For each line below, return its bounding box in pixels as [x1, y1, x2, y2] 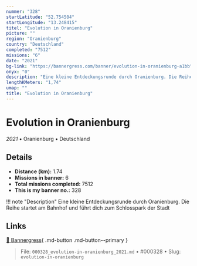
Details [6, 152, 32, 162]
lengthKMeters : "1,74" [6, 80, 62, 86]
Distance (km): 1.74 [14, 168, 63, 175]
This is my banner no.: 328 [14, 186, 81, 194]
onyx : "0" [6, 69, 30, 75]
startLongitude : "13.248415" [6, 19, 77, 25]
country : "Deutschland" [6, 42, 64, 48]
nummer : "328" [6, 8, 41, 15]
